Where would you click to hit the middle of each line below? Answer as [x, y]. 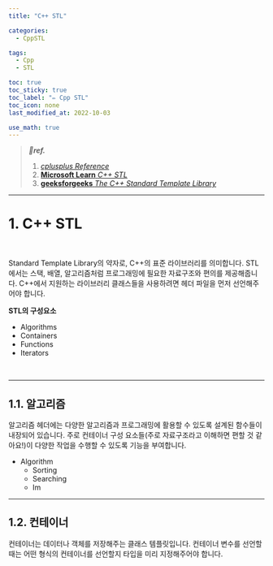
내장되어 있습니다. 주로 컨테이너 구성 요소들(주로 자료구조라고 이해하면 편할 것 [131, 435]
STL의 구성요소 [32, 311]
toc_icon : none [34, 105]
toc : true [25, 83]
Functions [37, 344]
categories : [28, 30]
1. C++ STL [45, 224]
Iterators [34, 353]
